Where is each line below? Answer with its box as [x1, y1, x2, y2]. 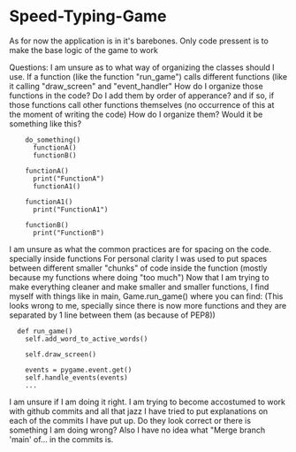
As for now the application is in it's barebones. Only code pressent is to [9, 35, 269, 46]
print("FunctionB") [32, 228, 104, 237]
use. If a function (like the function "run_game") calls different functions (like [9, 71, 288, 81]
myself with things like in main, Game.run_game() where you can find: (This [9, 290, 284, 302]
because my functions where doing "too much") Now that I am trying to [9, 272, 269, 282]
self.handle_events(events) [25, 373, 128, 382]
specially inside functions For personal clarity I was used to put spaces [9, 253, 268, 264]
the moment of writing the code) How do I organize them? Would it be [9, 109, 263, 119]
